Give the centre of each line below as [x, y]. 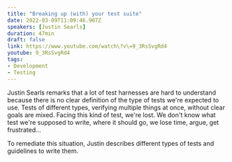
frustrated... [24, 130]
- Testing [22, 72]
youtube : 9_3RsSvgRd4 [39, 53]
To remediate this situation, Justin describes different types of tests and [111, 143]
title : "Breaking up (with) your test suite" [74, 14]
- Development [28, 66]
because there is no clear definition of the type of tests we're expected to [113, 100]
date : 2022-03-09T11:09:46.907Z [54, 20]
